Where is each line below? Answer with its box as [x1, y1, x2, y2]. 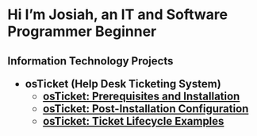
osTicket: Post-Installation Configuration [42, 102, 249, 115]
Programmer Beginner [7, 22, 157, 41]
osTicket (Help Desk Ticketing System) [25, 77, 221, 91]
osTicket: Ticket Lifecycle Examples [42, 114, 224, 128]
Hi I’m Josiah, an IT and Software [7, 6, 228, 24]
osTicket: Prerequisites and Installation [42, 89, 240, 103]
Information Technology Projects [7, 54, 174, 68]
